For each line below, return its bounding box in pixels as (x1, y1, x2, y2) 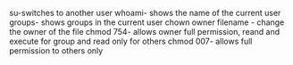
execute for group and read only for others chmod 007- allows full (9, 36, 253, 46)
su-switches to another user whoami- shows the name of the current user (9, 8, 281, 18)
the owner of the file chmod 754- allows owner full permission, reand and (9, 27, 280, 37)
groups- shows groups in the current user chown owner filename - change (9, 17, 285, 28)
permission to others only (9, 45, 104, 56)
